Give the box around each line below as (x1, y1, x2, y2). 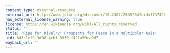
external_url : (5, 12, 35, 17)
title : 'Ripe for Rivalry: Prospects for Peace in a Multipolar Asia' (5, 31, 157, 36)
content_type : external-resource (5, 7, 76, 13)
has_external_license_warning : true (5, 17, 82, 22)
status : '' (5, 26, 28, 31)
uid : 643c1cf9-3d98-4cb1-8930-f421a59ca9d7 (5, 36, 99, 41)
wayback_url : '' (5, 40, 39, 45)
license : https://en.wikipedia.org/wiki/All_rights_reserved (5, 21, 137, 27)
